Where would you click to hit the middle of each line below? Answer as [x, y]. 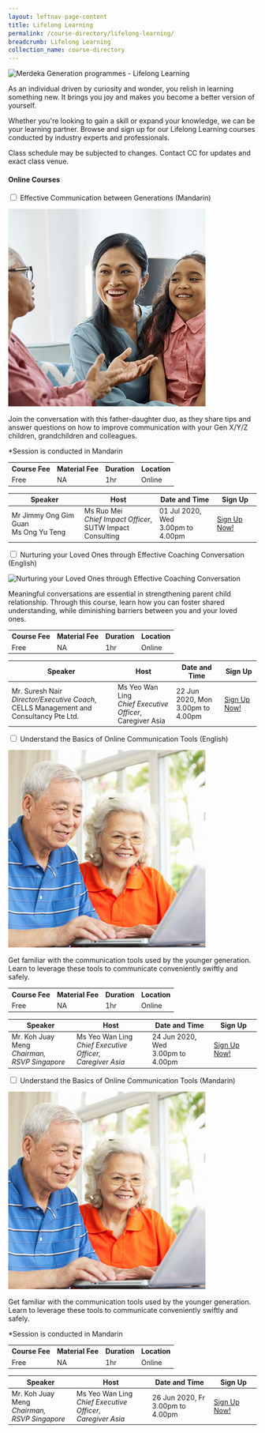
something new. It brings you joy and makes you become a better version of [131, 97]
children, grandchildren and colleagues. [73, 436]
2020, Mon [194, 700]
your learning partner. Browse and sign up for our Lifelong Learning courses [132, 130]
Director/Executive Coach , [54, 700]
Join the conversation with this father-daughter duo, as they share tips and [130, 419]
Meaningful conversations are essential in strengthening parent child [119, 593]
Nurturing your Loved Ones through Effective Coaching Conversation [132, 555]
